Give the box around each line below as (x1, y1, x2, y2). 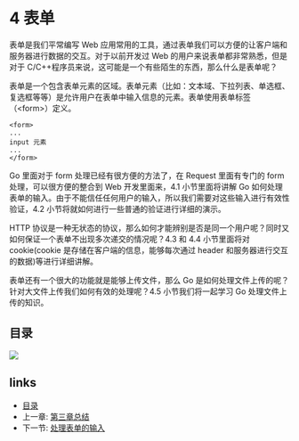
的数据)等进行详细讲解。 (9, 256, 99, 266)
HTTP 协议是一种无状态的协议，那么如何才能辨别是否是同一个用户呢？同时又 (9, 222, 290, 233)
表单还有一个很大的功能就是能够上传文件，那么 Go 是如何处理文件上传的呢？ (9, 274, 289, 285)
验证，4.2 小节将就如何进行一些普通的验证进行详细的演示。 (9, 203, 227, 214)
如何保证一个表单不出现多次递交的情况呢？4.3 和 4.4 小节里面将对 (9, 233, 251, 244)
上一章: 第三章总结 (21, 411, 90, 421)
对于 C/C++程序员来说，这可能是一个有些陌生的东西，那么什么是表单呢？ (9, 61, 278, 72)
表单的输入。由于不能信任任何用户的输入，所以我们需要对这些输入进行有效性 (9, 192, 290, 203)
